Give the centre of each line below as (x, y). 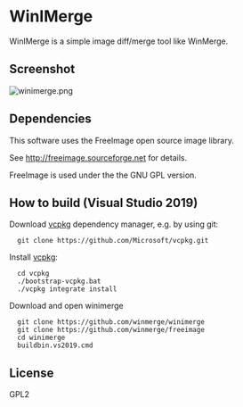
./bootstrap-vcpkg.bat (59, 282)
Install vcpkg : (33, 257)
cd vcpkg (33, 274)
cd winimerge (41, 338)
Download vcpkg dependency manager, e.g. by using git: (114, 224)
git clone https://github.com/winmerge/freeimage (111, 330)
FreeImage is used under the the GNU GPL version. (103, 175)
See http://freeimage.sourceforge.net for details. (98, 157)
